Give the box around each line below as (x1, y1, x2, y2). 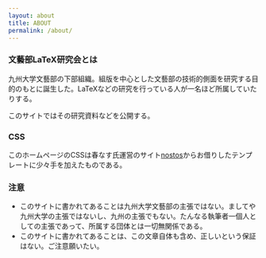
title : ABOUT (8, 19, 52, 27)
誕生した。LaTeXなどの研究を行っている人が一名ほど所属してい (42, 84, 250, 93)
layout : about (8, 11, 56, 20)
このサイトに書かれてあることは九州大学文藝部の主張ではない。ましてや (19, 201, 256, 211)
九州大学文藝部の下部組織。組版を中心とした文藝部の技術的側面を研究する (8, 73, 252, 84)
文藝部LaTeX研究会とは (8, 54, 98, 65)
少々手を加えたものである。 (35, 160, 127, 170)
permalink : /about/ (8, 26, 73, 34)
